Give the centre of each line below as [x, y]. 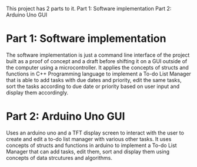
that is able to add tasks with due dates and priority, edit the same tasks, [94, 80]
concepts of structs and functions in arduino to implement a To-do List [92, 145]
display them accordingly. [37, 92]
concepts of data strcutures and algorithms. [59, 158]
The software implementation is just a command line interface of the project [98, 55]
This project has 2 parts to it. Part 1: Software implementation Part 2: [89, 9]
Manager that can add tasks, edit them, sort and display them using [88, 151]
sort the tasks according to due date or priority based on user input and [93, 86]
